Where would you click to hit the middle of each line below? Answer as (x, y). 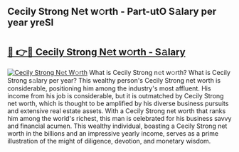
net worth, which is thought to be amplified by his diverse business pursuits (118, 103)
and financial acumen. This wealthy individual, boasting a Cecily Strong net (117, 126)
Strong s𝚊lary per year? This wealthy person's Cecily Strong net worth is (114, 80)
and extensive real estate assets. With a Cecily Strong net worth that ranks (117, 111)
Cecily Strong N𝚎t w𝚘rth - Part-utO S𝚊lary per (112, 12)
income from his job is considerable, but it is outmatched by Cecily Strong (116, 96)
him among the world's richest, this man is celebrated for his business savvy (119, 118)
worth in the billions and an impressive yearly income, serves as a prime (113, 133)
